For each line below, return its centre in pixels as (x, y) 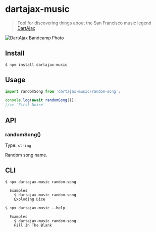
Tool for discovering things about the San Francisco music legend (84, 23)
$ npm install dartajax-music (36, 65)
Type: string (18, 145)
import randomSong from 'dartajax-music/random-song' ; (63, 91)
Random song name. (26, 155)
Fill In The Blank (33, 225)
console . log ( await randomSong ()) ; (41, 100)
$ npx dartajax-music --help (35, 208)
